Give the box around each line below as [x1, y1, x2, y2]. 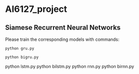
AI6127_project [5, 3, 68, 15]
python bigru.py [5, 55, 39, 60]
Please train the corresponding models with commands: [5, 36, 120, 42]
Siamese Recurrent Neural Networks [5, 23, 121, 32]
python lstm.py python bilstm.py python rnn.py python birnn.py [5, 64, 135, 69]
